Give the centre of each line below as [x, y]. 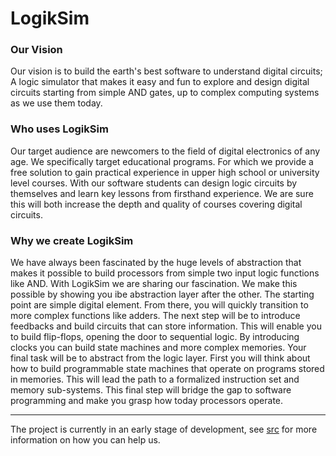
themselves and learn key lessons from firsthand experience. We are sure [162, 193]
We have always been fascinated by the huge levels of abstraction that [156, 263]
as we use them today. [56, 103]
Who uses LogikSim [59, 129]
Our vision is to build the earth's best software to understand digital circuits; [166, 71]
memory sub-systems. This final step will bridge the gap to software [151, 390]
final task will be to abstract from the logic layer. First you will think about [160, 358]
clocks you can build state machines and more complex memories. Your [158, 348]
